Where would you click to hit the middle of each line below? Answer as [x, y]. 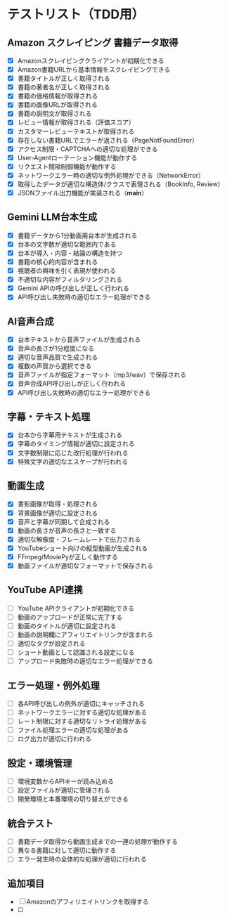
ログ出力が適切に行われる [54, 739]
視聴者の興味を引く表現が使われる [67, 271]
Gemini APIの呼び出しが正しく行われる [73, 288]
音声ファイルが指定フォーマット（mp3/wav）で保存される [102, 375]
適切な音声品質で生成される [58, 357]
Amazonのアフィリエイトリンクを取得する [87, 902]
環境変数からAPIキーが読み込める [66, 781]
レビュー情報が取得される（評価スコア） [76, 122]
